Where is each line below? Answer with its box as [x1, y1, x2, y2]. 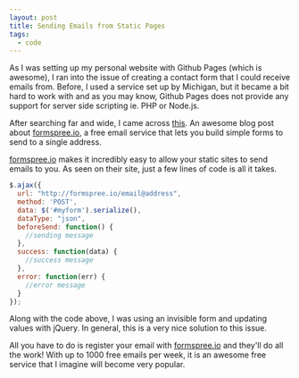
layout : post [9, 13, 58, 22]
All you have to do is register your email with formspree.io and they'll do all [9, 340, 284, 351]
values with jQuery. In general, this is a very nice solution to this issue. [9, 323, 268, 333]
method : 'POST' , [17, 197, 78, 206]
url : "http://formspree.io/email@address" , [17, 189, 181, 198]
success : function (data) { [17, 248, 118, 256]
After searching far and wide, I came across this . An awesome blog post [9, 118, 275, 129]
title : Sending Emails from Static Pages [9, 21, 166, 30]
